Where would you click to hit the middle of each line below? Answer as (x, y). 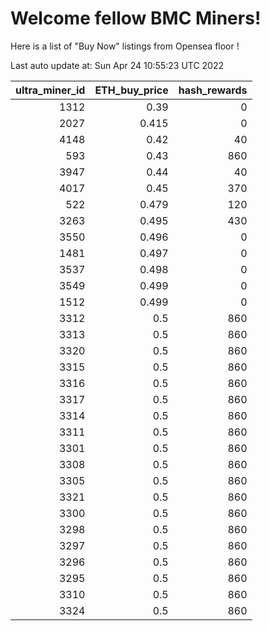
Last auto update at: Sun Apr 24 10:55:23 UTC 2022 (117, 65)
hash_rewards (213, 90)
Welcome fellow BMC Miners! (136, 18)
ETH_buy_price (131, 90)
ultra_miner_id (50, 90)
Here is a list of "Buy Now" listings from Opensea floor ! (125, 46)
